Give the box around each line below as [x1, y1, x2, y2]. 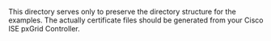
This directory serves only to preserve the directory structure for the [8, 7, 236, 16]
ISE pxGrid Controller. [8, 24, 81, 33]
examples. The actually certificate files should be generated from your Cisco [8, 15, 264, 25]
